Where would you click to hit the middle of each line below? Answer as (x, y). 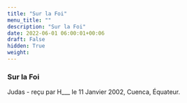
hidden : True (26, 46)
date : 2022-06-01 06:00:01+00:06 (56, 33)
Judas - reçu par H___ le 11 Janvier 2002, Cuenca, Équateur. (94, 92)
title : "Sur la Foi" (37, 14)
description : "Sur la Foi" (47, 26)
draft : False (26, 40)
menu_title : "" (29, 20)
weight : (19, 53)
